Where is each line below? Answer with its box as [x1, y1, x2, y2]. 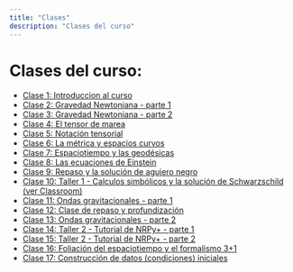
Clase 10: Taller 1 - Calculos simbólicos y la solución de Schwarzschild [22, 177, 284, 187]
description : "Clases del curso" [9, 22, 135, 31]
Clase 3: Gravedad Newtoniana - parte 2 [22, 109, 173, 120]
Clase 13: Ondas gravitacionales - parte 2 [22, 214, 177, 225]
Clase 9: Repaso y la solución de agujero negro [22, 167, 198, 177]
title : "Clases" [9, 13, 70, 23]
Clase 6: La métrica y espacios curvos [22, 138, 165, 149]
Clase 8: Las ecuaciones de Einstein [22, 157, 157, 168]
